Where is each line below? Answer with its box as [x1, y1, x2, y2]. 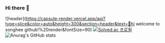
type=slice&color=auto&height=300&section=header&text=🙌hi [5, 21, 135, 27]
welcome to [135, 21, 160, 27]
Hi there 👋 [5, 4, 30, 11]
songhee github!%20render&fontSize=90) [5, 27, 92, 33]
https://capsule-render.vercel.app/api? [26, 16, 106, 22]
